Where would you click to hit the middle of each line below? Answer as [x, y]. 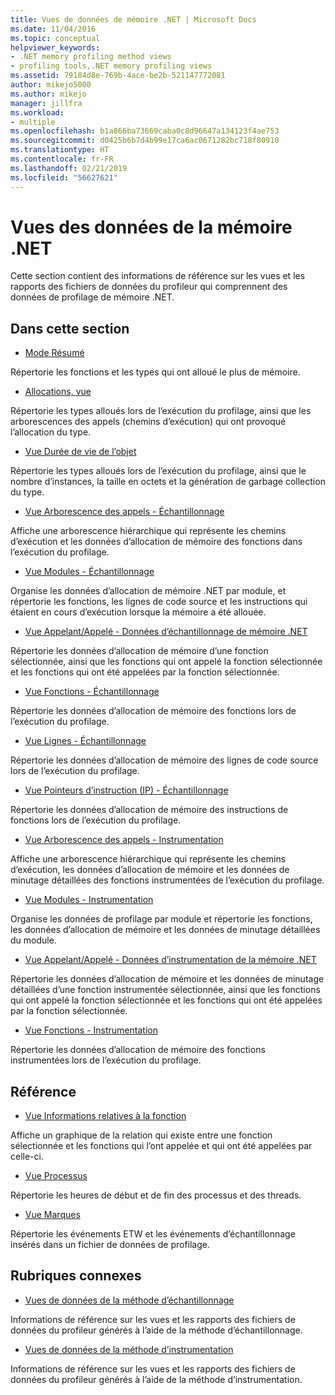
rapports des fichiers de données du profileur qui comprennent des [149, 287]
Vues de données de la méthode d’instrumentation [129, 1349]
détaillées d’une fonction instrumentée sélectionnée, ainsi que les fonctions [165, 990]
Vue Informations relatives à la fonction [105, 1116]
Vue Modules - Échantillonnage [89, 572]
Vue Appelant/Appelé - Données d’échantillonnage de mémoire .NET [166, 632]
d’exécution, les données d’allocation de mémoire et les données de [150, 870]
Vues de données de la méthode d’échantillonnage [129, 1300]
